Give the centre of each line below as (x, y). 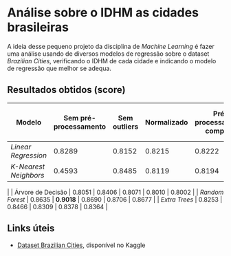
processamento (80, 127)
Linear (21, 147)
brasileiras (38, 27)
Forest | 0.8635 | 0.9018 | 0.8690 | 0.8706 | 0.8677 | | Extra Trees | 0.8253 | (115, 199)
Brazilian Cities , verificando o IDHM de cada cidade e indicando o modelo (112, 61)
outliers (125, 127)
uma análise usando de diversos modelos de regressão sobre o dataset (108, 54)
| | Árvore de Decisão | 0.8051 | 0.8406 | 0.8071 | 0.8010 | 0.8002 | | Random (115, 192)
